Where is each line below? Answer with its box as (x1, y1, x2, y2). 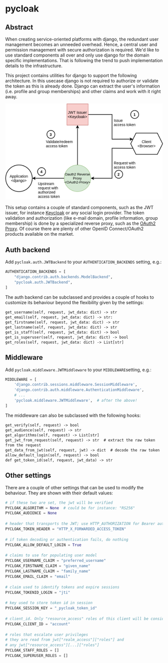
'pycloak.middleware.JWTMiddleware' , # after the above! (14, 398, 137, 403)
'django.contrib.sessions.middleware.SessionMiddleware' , (14, 382, 137, 387)
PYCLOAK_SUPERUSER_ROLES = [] (5, 653, 68, 658)
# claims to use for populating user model (5, 553, 97, 558)
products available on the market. (5, 231, 74, 237)
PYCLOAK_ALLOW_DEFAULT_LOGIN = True (5, 542, 81, 547)
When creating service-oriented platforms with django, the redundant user (5, 36, 159, 42)
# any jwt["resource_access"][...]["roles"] (5, 642, 99, 648)
